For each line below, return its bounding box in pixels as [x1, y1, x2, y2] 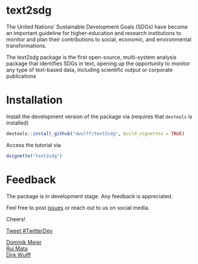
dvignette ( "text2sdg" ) [6, 152, 62, 159]
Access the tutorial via [6, 141, 61, 148]
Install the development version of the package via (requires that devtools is [6, 113, 193, 120]
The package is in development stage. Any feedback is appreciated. [6, 192, 173, 199]
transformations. [6, 42, 47, 49]
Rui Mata [6, 244, 28, 252]
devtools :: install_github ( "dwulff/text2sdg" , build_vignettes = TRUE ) [6, 131, 185, 136]
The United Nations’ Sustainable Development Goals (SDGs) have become [6, 23, 188, 30]
